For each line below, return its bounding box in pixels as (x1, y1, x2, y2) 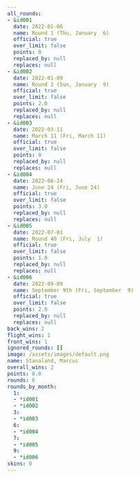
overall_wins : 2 (7, 364, 54, 371)
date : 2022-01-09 (13, 74, 63, 82)
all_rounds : (7, 10, 41, 17)
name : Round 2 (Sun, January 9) (13, 81, 110, 88)
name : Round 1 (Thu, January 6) (13, 29, 110, 37)
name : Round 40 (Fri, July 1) (13, 235, 103, 242)
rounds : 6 (7, 376, 36, 384)
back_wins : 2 (7, 325, 45, 332)
